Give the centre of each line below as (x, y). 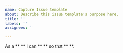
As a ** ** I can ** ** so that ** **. (40, 46)
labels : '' (16, 23)
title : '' (15, 19)
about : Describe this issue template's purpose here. (62, 14)
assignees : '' (20, 28)
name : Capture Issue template (36, 10)
